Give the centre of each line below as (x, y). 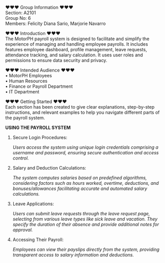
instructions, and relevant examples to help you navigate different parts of (82, 112)
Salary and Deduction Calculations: (49, 168)
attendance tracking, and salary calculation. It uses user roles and (74, 55)
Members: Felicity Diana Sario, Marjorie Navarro (56, 23)
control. (21, 158)
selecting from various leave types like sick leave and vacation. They (85, 219)
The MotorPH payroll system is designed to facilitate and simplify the (77, 39)
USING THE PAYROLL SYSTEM (38, 127)
